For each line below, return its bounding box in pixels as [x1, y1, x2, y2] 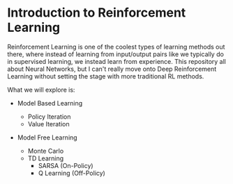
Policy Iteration [27, 112, 71, 121]
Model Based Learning [17, 99, 83, 107]
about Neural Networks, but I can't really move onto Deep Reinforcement [7, 65, 217, 73]
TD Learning [27, 154, 64, 162]
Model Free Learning [17, 133, 78, 142]
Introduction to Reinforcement [7, 5, 186, 21]
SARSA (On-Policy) [38, 161, 93, 169]
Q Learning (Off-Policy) [38, 169, 106, 177]
